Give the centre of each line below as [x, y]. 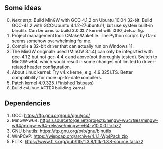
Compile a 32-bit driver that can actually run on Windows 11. [72, 46]
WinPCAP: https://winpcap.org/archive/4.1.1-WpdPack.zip [70, 136]
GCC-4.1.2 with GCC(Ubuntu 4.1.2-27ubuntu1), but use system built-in [82, 25]
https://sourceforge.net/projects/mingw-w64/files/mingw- [99, 120]
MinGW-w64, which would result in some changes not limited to [76, 61]
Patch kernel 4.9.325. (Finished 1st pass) [53, 83]
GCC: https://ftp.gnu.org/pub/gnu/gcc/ [51, 115]
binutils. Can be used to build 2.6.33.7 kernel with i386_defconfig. [78, 30]
